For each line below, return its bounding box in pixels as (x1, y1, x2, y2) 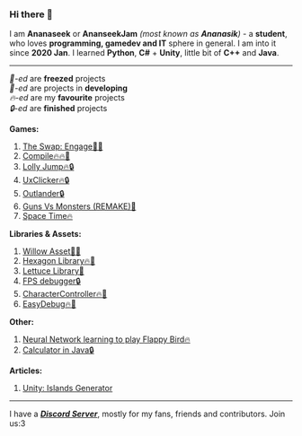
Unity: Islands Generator (22, 383, 113, 394)
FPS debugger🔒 (22, 275, 81, 286)
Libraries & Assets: (9, 229, 82, 240)
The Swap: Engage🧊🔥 (22, 141, 103, 152)
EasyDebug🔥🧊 (22, 299, 76, 310)
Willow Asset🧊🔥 (22, 246, 81, 257)
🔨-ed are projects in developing (9, 83, 129, 93)
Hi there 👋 (9, 8, 54, 21)
